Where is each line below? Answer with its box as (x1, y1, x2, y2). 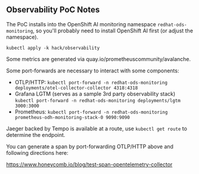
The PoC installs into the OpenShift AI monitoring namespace (6, 20, 157, 28)
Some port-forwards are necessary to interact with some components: (6, 67, 179, 74)
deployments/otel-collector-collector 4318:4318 (14, 85, 138, 91)
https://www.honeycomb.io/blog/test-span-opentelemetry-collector (6, 161, 173, 168)
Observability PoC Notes (6, 5, 100, 15)
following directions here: (6, 149, 69, 156)
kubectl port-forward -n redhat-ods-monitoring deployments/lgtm (14, 97, 181, 103)
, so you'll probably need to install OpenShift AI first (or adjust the (32, 27, 194, 34)
